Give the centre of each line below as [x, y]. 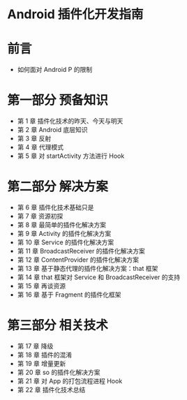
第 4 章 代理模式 [40, 147]
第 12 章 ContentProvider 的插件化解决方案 [78, 260]
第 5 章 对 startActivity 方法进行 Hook [71, 156]
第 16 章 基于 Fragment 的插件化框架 [69, 295]
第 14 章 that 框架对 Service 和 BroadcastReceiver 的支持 [99, 277]
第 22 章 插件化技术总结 [51, 390]
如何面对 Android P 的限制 [55, 70]
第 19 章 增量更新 [42, 363]
